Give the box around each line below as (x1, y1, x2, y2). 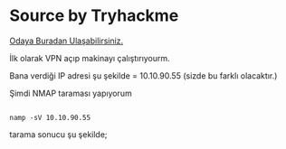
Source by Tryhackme (9, 5, 179, 26)
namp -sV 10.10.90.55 (9, 113, 91, 122)
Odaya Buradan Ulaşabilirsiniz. (9, 35, 124, 46)
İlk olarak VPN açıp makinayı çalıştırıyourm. (9, 52, 170, 63)
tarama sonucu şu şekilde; (9, 128, 108, 140)
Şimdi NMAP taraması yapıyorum (9, 88, 133, 98)
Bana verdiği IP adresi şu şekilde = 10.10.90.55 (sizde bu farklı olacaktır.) (9, 70, 278, 81)
